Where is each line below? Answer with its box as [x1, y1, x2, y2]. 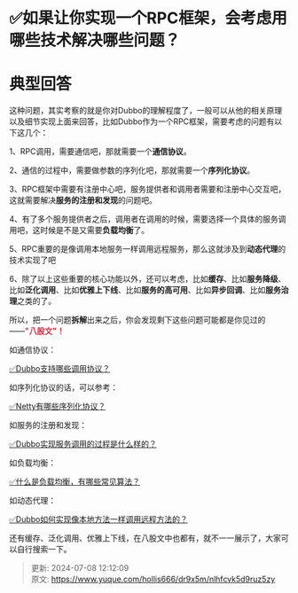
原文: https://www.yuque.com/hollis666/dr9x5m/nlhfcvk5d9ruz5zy [30, 573, 276, 585]
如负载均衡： [9, 457, 56, 468]
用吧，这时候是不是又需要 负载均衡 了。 [9, 225, 149, 236]
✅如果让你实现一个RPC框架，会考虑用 [9, 8, 287, 28]
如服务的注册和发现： [9, 420, 87, 431]
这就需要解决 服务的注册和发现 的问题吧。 [9, 195, 157, 206]
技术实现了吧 [9, 254, 56, 266]
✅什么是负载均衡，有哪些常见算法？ [9, 476, 140, 488]
